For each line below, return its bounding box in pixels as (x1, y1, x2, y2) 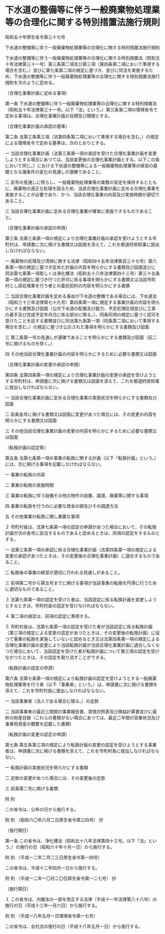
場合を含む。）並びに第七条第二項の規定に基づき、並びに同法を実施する (5, 67, 149, 73)
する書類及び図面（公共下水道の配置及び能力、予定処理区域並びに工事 (14, 305, 156, 311)
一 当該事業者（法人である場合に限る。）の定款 (5, 698, 99, 704)
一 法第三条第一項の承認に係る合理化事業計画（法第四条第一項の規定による (5, 547, 157, 552)
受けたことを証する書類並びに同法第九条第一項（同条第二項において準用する (5, 318, 160, 323)
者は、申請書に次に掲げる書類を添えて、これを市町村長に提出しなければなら (5, 748, 160, 754)
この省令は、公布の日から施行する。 (5, 806, 79, 812)
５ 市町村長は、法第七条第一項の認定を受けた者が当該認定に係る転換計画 (5, 623, 153, 629)
